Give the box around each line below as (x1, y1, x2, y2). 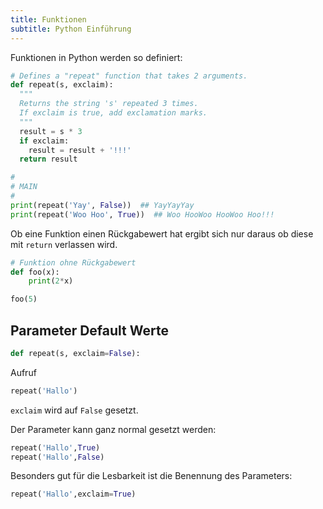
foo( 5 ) (10, 294, 38, 305)
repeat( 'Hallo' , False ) (10, 452, 105, 462)
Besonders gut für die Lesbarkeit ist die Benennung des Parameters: (10, 470, 293, 482)
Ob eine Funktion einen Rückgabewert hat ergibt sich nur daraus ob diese (10, 227, 314, 240)
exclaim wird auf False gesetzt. (10, 404, 139, 416)
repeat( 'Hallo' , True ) (10, 442, 101, 453)
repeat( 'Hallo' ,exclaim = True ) (10, 489, 137, 500)
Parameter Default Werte (10, 322, 169, 339)
